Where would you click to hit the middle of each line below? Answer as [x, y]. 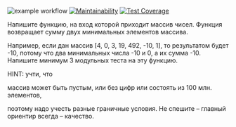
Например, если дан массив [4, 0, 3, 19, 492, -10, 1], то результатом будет [118, 45]
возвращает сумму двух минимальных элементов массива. [98, 32]
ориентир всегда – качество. [51, 116]
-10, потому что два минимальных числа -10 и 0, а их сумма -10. [104, 53]
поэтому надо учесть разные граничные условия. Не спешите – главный [117, 108]
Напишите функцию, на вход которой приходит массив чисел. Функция [115, 24]
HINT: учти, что [30, 74]
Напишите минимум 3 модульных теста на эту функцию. [92, 60]
